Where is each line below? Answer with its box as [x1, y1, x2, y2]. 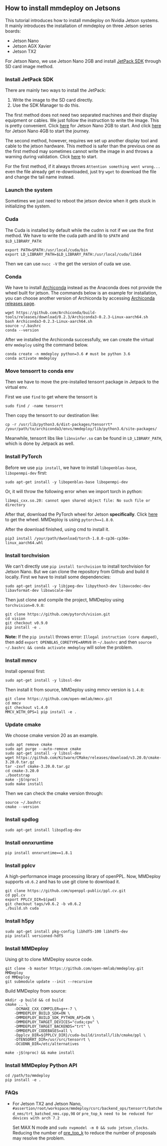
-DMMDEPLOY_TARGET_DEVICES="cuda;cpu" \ [14, 1019, 99, 1024]
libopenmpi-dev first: [5, 470, 47, 476]
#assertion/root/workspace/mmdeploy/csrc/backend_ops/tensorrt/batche [12, 1106, 163, 1111]
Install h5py [5, 918, 34, 925]
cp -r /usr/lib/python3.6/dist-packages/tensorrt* [5, 422, 113, 427]
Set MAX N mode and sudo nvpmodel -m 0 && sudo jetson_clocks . [12, 1124, 149, 1130]
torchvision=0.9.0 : [5, 602, 45, 608]
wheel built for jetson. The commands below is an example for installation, [5, 290, 158, 296]
